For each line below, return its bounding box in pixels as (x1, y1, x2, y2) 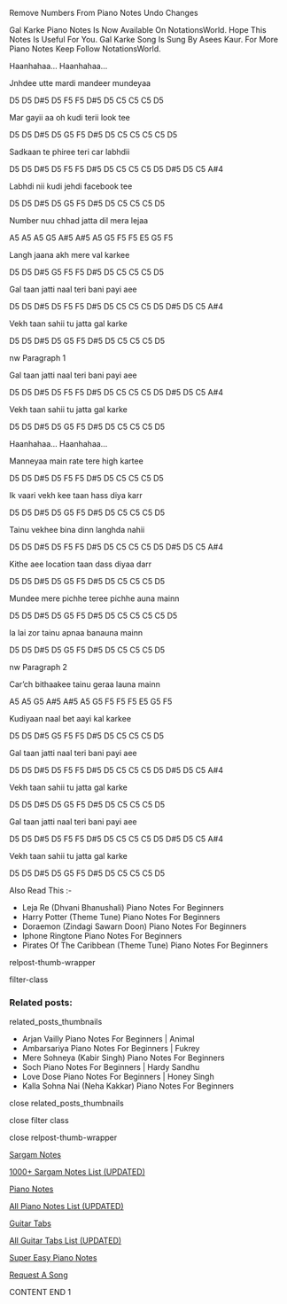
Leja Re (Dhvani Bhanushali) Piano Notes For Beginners (21, 902, 224, 912)
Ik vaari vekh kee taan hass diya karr (9, 490, 143, 500)
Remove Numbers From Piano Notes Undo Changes (9, 8, 198, 18)
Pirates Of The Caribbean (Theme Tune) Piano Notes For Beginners (21, 940, 268, 950)
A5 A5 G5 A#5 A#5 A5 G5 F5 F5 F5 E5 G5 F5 (9, 696, 173, 707)
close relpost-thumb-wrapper (9, 1132, 118, 1143)
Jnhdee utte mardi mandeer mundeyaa (9, 78, 151, 88)
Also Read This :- (9, 886, 73, 895)
